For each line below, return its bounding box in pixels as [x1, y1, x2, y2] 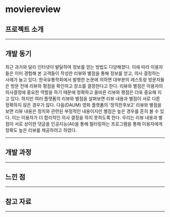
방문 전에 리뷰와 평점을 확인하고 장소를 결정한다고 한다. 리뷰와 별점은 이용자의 [10, 82, 163, 89]
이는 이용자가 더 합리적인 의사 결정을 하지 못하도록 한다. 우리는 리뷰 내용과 [12, 114, 158, 120]
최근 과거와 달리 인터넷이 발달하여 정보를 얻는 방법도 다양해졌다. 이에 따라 [5, 64, 150, 70]
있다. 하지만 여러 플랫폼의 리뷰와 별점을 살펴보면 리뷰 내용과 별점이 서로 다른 [10, 95, 160, 102]
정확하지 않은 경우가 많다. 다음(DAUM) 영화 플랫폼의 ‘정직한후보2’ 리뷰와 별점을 [5, 102, 162, 108]
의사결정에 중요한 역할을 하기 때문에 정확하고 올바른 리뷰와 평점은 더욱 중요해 [5, 89, 157, 95]
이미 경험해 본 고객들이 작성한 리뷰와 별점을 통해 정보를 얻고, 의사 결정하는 [14, 70, 160, 76]
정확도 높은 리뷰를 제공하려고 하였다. [5, 127, 77, 133]
